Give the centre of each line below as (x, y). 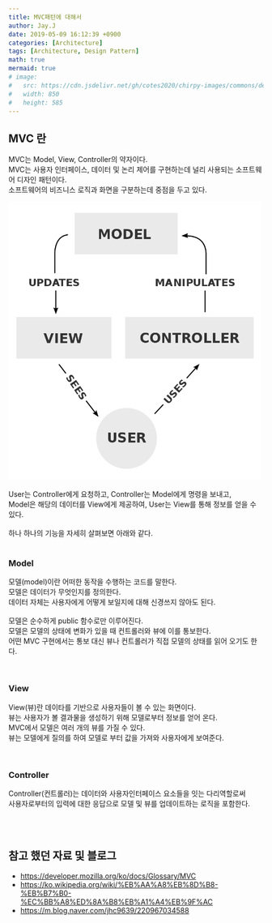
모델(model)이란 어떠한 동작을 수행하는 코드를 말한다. (93, 582)
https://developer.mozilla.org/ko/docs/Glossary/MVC (108, 876)
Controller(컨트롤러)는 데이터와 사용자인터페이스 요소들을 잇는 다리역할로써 (127, 793)
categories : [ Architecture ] (56, 43)
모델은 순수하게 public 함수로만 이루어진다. (76, 621)
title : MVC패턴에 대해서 (45, 17)
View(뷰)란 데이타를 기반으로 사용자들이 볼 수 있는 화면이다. (102, 707)
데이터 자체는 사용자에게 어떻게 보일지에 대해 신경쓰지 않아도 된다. (112, 602)
